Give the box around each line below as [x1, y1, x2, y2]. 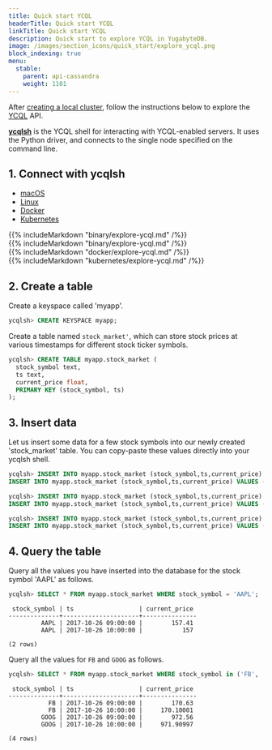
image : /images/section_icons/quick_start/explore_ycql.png [8, 42, 216, 50]
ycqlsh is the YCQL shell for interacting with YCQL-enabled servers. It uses [8, 126, 260, 136]
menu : [8, 58, 27, 66]
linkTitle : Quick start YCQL [8, 27, 107, 35]
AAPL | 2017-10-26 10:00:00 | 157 [40, 626, 194, 634]
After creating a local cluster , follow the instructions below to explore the [8, 102, 251, 112]
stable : [15, 65, 42, 73]
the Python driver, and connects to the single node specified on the [8, 135, 233, 144]
